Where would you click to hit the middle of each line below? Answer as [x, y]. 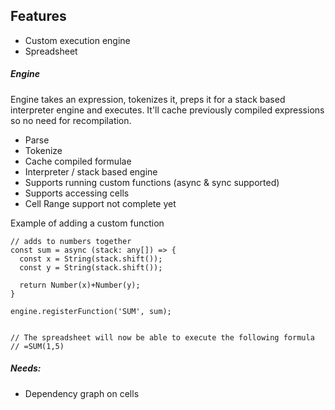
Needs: [26, 368]
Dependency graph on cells [82, 393]
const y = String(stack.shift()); [91, 267]
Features [38, 16]
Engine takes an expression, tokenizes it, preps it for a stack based [148, 99]
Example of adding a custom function [87, 223]
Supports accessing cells [77, 193]
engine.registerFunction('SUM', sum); [91, 311]
